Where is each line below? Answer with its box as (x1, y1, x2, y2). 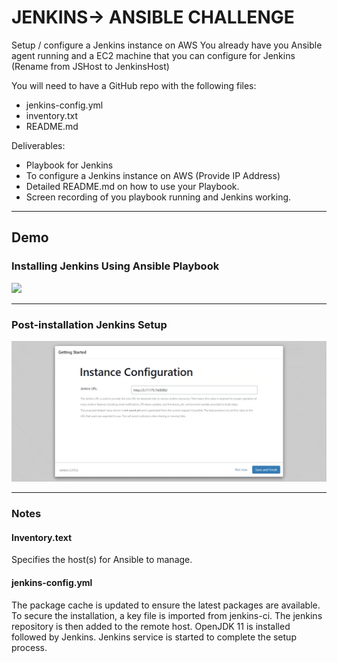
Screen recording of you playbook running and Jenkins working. (25, 191, 292, 203)
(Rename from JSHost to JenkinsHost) (11, 60, 170, 72)
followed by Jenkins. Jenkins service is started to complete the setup (11, 631, 297, 643)
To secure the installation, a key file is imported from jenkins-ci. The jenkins (11, 609, 323, 621)
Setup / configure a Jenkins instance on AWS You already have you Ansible (11, 39, 323, 51)
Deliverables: (11, 139, 66, 151)
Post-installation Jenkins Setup (11, 317, 168, 331)
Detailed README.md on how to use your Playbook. (25, 180, 240, 192)
